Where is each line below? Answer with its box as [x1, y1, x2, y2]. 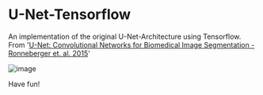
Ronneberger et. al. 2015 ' [8, 48, 91, 58]
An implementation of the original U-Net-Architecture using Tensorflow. [8, 32, 242, 41]
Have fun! [8, 79, 40, 89]
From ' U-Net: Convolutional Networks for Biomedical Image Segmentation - [8, 40, 255, 49]
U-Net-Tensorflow [8, 6, 131, 24]
